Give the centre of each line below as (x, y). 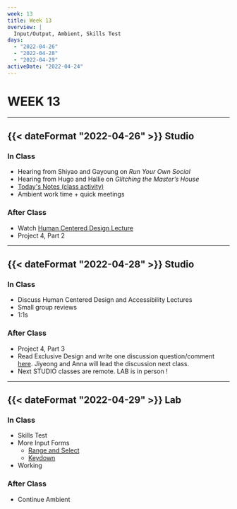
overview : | (25, 27)
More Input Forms (43, 443)
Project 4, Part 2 (41, 235)
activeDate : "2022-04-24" (45, 66)
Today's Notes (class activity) (61, 187)
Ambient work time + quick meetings (71, 194)
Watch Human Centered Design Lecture (75, 228)
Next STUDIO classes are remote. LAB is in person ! (92, 371)
